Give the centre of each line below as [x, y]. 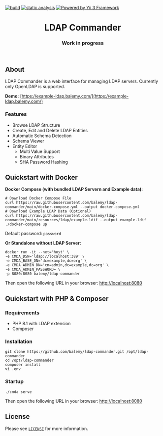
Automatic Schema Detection [42, 136]
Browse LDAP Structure [36, 125]
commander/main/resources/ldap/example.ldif [51, 220]
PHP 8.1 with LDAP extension [41, 324]
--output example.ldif [123, 220]
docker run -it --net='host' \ [37, 252]
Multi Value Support [40, 151]
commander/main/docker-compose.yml [42, 207]
